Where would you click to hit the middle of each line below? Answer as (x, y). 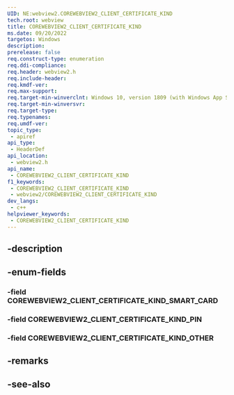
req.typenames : (29, 117)
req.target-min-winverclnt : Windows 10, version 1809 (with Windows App (115, 98)
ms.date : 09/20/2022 (37, 33)
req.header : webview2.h (42, 72)
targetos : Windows (34, 40)
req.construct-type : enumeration (56, 59)
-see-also (29, 384)
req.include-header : (37, 78)
